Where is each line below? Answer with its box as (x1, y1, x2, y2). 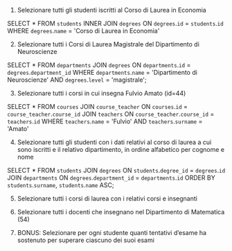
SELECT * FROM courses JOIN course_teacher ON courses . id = (7, 103, 188, 110)
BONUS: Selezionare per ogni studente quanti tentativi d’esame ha (17, 229, 206, 236)
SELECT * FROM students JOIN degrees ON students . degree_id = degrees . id (7, 166, 226, 174)
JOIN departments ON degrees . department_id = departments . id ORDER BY (7, 173, 216, 182)
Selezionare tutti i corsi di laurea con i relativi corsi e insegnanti (17, 194, 197, 202)
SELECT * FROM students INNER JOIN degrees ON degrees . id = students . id (7, 19, 224, 27)
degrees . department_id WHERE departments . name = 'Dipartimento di (7, 69, 197, 76)
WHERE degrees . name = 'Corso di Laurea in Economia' (7, 27, 160, 35)
